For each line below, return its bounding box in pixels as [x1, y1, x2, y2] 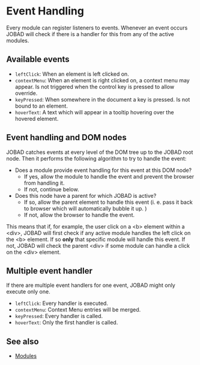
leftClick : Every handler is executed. [14, 299, 108, 307]
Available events [6, 54, 70, 64]
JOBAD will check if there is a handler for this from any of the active [6, 30, 174, 37]
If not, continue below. [23, 185, 79, 193]
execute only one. [6, 288, 50, 295]
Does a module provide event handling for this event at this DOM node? [14, 167, 192, 174]
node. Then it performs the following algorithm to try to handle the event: [6, 155, 187, 162]
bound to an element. [14, 102, 68, 109]
